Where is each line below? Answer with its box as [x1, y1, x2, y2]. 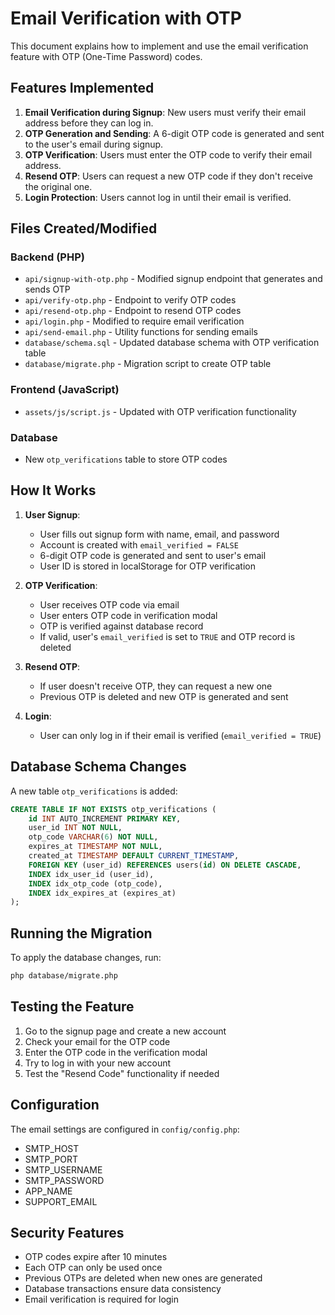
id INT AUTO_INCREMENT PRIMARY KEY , [28, 813, 182, 824]
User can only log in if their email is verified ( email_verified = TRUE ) [39, 729, 322, 741]
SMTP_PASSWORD [24, 1174, 105, 1186]
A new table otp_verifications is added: [10, 785, 178, 797]
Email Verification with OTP [10, 7, 242, 30]
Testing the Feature [10, 998, 135, 1016]
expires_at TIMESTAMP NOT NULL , [28, 842, 163, 852]
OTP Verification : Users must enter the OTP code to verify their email [24, 148, 313, 161]
